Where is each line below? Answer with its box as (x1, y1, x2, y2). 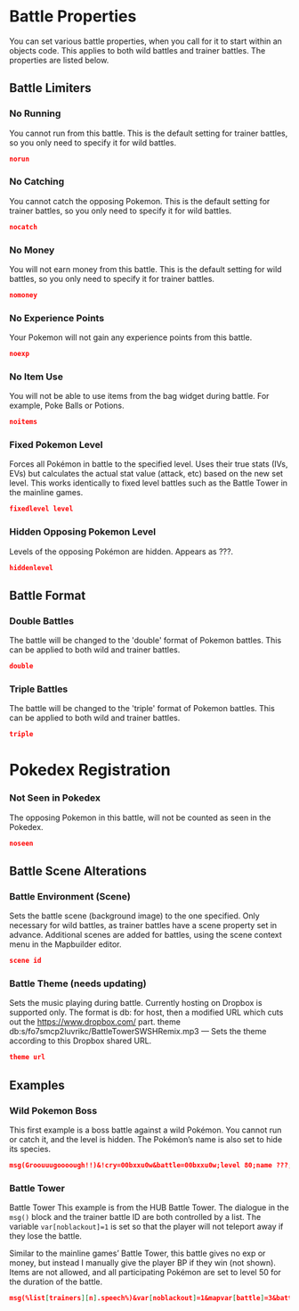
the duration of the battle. (9, 1276, 103, 1287)
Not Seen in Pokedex (9, 792, 101, 804)
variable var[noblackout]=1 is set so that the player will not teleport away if (9, 1221, 284, 1232)
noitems (9, 418, 38, 427)
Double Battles (9, 614, 74, 626)
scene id (9, 957, 42, 966)
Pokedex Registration (9, 760, 171, 780)
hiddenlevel (9, 563, 53, 572)
